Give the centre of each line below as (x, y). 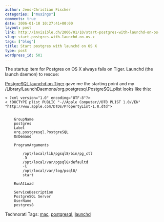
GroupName (24, 120)
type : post (16, 50)
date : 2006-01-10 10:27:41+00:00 (39, 23)
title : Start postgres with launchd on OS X (51, 46)
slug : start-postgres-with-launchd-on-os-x (50, 37)
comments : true (20, 19)
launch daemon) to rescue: (32, 74)
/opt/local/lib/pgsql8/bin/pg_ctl (58, 154)
